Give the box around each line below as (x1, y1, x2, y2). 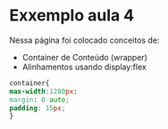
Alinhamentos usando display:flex (21, 61, 147, 72)
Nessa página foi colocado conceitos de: (9, 35, 160, 45)
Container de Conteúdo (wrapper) (21, 52, 147, 62)
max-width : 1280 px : (9, 86, 78, 96)
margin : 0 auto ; (9, 95, 70, 104)
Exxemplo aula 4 (9, 5, 135, 26)
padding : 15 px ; (9, 103, 66, 112)
